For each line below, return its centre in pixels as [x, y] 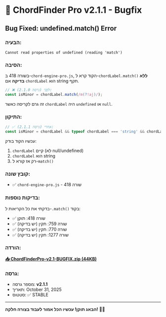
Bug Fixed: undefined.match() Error [61, 28]
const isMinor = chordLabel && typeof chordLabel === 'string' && [75, 132]
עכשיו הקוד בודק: [21, 141]
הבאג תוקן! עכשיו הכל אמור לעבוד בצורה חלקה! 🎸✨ [55, 309]
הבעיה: [13, 42]
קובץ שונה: [18, 174]
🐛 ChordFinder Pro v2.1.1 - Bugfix [74, 10]
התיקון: [14, 117]
